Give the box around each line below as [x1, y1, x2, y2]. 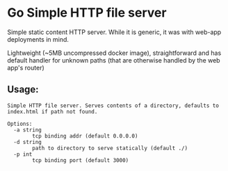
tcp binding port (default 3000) [32, 156, 129, 164]
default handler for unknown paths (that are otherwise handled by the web [7, 56, 220, 64]
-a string [13, 127, 42, 133]
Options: [7, 120, 33, 127]
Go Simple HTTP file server [7, 5, 167, 21]
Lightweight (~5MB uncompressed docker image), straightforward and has [7, 49, 222, 57]
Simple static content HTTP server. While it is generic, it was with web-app [7, 28, 222, 36]
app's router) [7, 63, 45, 72]
